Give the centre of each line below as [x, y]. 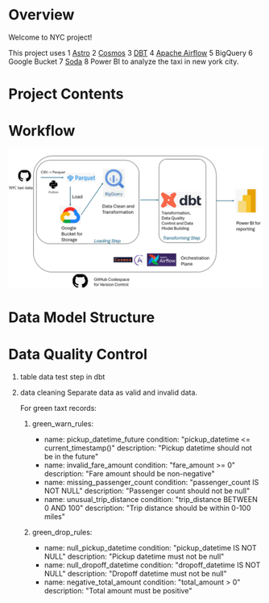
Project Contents [66, 94]
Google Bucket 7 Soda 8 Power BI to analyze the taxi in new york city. [124, 61]
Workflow [42, 131]
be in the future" [71, 456]
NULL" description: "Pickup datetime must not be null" [134, 556]
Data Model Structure [82, 317]
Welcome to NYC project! [50, 37]
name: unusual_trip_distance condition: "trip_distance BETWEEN [151, 499]
